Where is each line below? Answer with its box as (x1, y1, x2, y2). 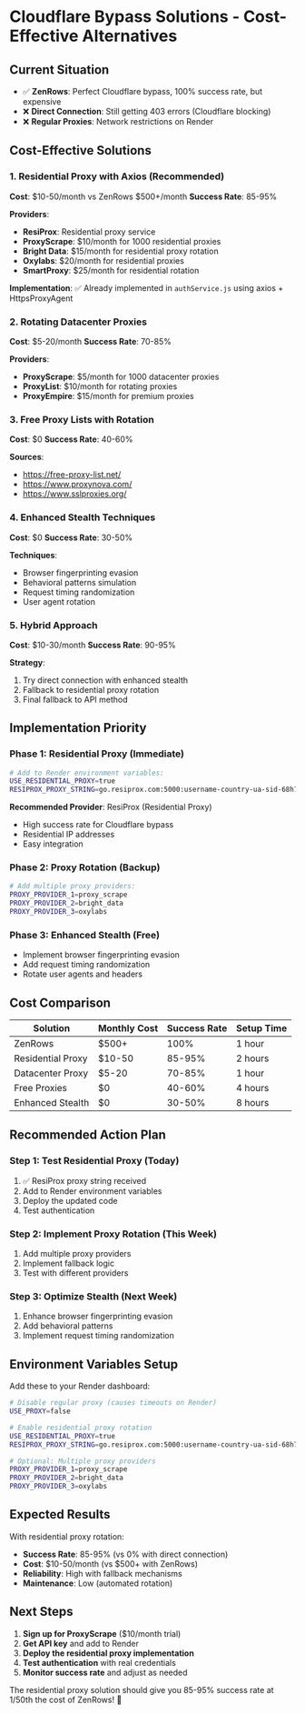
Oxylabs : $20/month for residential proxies (22, 255, 184, 266)
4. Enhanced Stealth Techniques (9, 511, 156, 524)
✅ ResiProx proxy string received (22, 1175, 147, 1186)
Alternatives (82, 25, 178, 46)
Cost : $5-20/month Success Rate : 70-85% (9, 336, 172, 346)
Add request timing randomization (22, 959, 151, 970)
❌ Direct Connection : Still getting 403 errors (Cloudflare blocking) (22, 106, 271, 116)
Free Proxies (14, 1082, 68, 1095)
